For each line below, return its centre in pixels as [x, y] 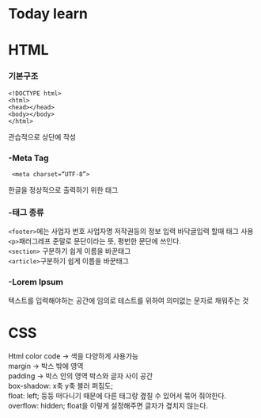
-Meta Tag [28, 158]
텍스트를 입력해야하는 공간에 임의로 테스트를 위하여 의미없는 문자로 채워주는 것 [129, 300]
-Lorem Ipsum [36, 282]
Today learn [48, 14]
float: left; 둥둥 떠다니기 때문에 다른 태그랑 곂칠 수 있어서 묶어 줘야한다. [117, 395]
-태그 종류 [26, 213]
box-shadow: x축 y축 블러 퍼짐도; [61, 385]
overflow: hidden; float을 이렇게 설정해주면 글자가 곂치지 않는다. [108, 405]
